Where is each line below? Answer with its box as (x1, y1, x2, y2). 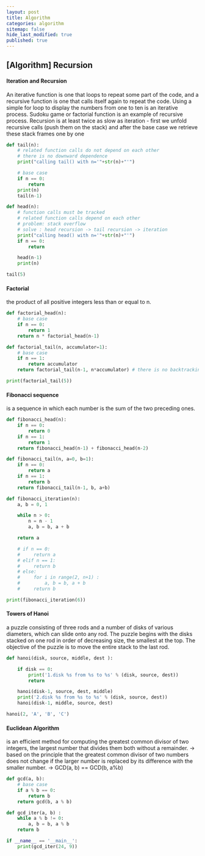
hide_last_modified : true (6, 32, 72, 38)
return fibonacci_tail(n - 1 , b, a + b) (17, 485, 111, 491)
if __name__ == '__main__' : (6, 838, 78, 844)
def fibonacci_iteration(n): (6, 496, 81, 502)
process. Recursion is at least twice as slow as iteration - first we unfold (6, 117, 187, 124)
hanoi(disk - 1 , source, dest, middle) (17, 689, 113, 695)
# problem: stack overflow (17, 221, 86, 227)
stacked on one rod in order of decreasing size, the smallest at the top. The (6, 637, 196, 644)
